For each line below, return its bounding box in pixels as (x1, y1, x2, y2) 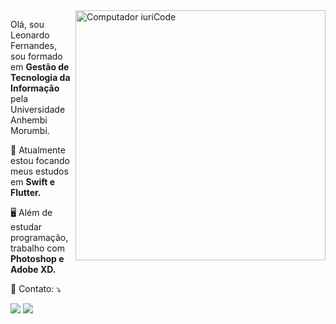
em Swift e (10, 176, 56, 188)
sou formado (10, 50, 63, 62)
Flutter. (10, 187, 42, 198)
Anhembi (10, 114, 48, 126)
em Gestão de (10, 61, 70, 73)
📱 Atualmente (10, 144, 66, 156)
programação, (10, 232, 69, 243)
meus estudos (10, 165, 69, 177)
